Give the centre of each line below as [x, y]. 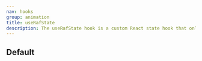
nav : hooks [20, 12]
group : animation [28, 17]
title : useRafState [31, 23]
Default [20, 52]
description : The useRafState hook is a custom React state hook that [96, 28]
